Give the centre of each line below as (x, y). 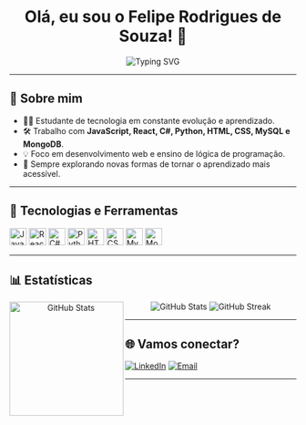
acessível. (41, 173)
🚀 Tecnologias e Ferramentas (94, 211)
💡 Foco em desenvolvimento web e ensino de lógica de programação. (153, 153)
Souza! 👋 (153, 36)
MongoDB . (43, 144)
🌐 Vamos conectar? (182, 344)
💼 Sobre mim (46, 99)
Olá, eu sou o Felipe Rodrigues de (153, 17)
